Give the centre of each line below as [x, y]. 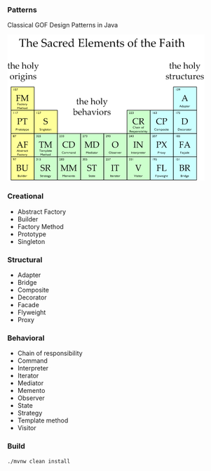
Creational [26, 196]
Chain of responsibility [50, 354]
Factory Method [41, 226]
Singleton [31, 241]
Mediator [30, 383]
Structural [25, 259]
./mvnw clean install [39, 462]
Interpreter [33, 368]
